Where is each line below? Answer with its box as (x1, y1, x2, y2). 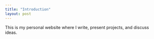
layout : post (5, 11, 31, 16)
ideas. (5, 29, 17, 35)
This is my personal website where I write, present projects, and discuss (5, 24, 149, 30)
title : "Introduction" (5, 7, 51, 12)
